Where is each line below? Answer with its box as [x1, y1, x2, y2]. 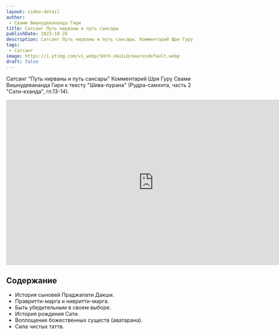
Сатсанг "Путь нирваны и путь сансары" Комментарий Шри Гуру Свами [6, 75, 191, 82]
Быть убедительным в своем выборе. [14, 304, 111, 311]
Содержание [6, 275, 58, 286]
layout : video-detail [6, 8, 60, 15]
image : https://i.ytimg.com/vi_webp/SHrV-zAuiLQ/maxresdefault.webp [6, 53, 180, 59]
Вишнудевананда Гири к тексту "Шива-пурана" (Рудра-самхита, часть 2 [6, 81, 191, 88]
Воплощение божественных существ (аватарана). [14, 317, 143, 324]
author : [6, 14, 26, 20]
